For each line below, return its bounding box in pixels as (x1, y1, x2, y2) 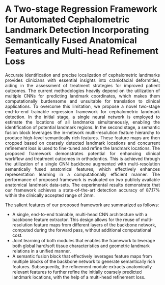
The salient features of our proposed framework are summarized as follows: (5, 202, 159, 208)
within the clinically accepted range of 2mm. (5, 192, 95, 198)
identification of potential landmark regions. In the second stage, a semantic (5, 124, 160, 130)
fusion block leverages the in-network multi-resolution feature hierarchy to (5, 129, 160, 135)
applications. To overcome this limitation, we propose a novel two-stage (5, 103, 160, 109)
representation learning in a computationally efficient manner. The (5, 171, 160, 177)
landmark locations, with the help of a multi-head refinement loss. (12, 274, 146, 280)
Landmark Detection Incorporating (5, 25, 149, 35)
